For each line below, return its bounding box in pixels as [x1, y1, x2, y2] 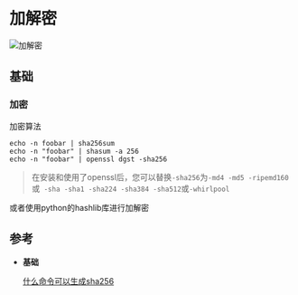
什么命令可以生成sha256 [22, 276, 115, 287]
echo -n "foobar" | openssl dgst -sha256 [9, 155, 168, 164]
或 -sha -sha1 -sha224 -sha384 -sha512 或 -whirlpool [31, 183, 230, 194]
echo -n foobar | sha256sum [9, 138, 116, 147]
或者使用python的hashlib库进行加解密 [9, 202, 150, 213]
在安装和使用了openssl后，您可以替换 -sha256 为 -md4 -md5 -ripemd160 [31, 171, 289, 182]
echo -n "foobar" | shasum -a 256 [9, 147, 140, 156]
